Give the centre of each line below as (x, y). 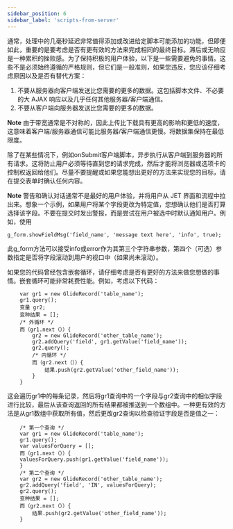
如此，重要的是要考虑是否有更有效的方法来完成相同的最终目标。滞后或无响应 (116, 49)
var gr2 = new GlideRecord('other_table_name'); (91, 479)
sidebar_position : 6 (37, 14)
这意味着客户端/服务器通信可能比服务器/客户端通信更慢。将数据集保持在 (110, 131)
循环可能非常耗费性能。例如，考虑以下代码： (95, 280)
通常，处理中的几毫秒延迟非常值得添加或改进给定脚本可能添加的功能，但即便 (116, 41)
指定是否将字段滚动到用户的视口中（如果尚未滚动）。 (87, 257)
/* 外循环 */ (37, 322)
